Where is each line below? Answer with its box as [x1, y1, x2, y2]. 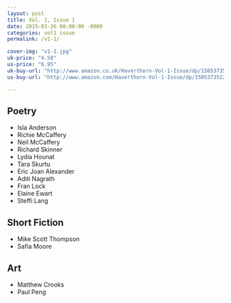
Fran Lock [16, 182, 46, 190]
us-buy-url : [7, 74, 41, 81]
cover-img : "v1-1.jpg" [7, 48, 72, 55]
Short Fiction [7, 216, 64, 228]
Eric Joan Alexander [16, 167, 75, 176]
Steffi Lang [16, 197, 49, 205]
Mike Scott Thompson [16, 235, 80, 243]
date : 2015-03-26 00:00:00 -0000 [7, 23, 103, 30]
